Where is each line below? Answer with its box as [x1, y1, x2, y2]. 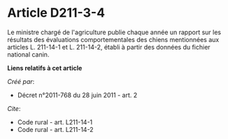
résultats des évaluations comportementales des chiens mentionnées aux [7, 35, 220, 43]
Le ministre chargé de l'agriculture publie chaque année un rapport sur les [7, 28, 222, 36]
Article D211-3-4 [7, 5, 106, 21]
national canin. [7, 50, 50, 59]
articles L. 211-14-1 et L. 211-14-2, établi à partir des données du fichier [7, 43, 211, 51]
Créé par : [7, 77, 35, 85]
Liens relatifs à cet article [7, 64, 83, 72]
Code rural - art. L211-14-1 [17, 117, 93, 126]
